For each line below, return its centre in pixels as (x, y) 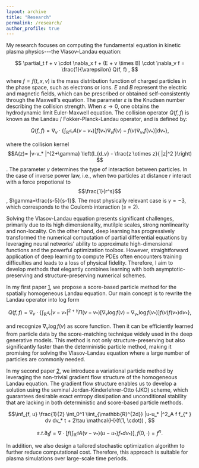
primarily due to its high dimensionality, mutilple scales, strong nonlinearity (97, 225)
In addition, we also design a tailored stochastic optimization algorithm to (96, 446)
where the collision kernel (38, 144)
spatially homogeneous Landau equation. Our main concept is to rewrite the (99, 293)
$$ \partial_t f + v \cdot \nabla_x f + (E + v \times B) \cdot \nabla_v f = (100, 63)
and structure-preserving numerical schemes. (90, 275)
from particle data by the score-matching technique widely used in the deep (99, 334)
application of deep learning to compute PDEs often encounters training (94, 256)
